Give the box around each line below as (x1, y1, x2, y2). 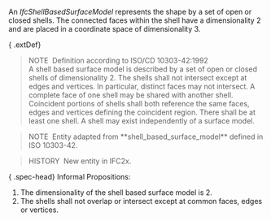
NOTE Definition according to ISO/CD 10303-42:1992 (28, 56, 209, 65)
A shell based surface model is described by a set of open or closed (28, 64, 258, 74)
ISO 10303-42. (28, 141, 78, 149)
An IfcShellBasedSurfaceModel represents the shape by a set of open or (8, 7, 252, 16)
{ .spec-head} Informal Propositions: (8, 172, 131, 181)
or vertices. (20, 205, 59, 214)
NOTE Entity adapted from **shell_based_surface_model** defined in (28, 132, 264, 141)
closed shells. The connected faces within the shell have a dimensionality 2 (8, 15, 261, 25)
